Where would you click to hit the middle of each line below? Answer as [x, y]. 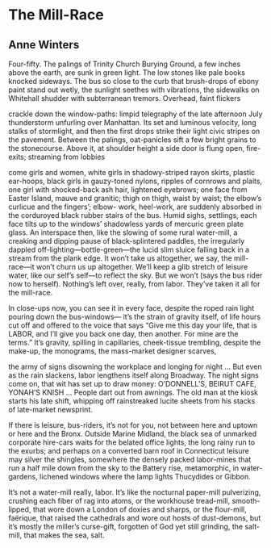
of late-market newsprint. [50, 410]
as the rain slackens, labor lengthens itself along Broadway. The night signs [134, 375]
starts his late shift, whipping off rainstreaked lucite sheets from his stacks [132, 401]
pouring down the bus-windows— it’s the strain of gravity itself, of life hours [134, 317]
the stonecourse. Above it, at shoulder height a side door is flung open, [126, 148]
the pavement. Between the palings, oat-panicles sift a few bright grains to [132, 140]
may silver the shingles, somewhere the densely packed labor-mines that [130, 459]
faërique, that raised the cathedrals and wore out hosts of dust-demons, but [135, 518]
